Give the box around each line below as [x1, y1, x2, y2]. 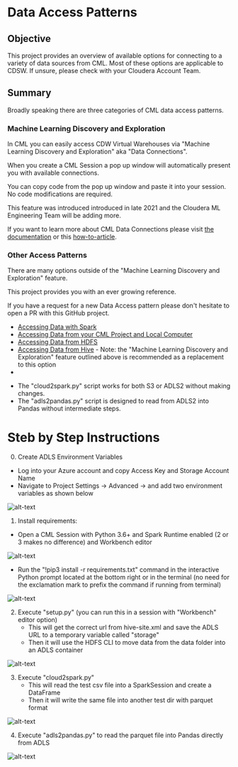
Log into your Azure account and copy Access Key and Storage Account [17, 467, 229, 475]
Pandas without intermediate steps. [17, 404, 122, 413]
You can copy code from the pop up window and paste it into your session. [7, 183, 227, 191]
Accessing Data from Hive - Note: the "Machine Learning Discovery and [17, 345, 228, 354]
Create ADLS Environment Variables [17, 452, 123, 462]
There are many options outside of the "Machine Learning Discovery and [7, 266, 220, 275]
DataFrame [28, 688, 61, 697]
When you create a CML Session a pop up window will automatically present [7, 161, 231, 170]
